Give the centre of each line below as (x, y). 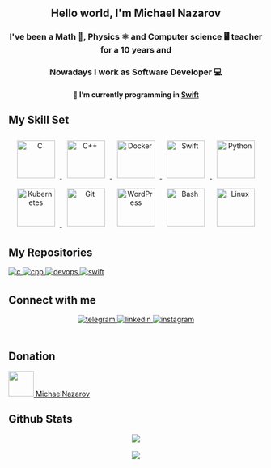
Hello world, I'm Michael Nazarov (136, 13)
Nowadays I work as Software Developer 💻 (136, 72)
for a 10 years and (136, 50)
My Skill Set (39, 120)
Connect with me (53, 300)
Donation (32, 356)
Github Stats (40, 419)
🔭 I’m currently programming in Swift (136, 94)
